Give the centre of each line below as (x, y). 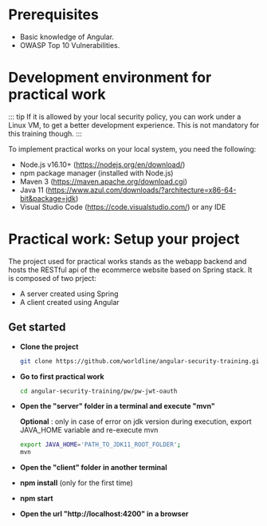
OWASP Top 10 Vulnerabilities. (70, 45)
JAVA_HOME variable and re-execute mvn (89, 430)
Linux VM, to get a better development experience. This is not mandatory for (134, 125)
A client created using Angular (69, 302)
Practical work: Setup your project (124, 239)
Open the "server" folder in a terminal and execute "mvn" (117, 406)
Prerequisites (54, 15)
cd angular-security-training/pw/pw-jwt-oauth (98, 391)
